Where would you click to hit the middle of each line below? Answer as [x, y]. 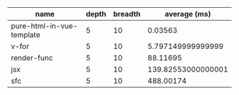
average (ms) [188, 14]
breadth [127, 14]
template [26, 35]
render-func [32, 58]
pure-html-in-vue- [44, 26]
